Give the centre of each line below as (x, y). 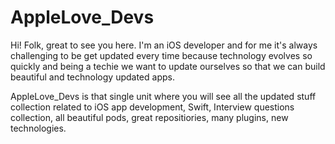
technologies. (38, 128)
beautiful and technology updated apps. (92, 77)
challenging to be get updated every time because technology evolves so (161, 55)
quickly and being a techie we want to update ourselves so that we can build (168, 66)
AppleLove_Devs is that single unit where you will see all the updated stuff (163, 96)
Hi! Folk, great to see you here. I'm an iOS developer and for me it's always (164, 45)
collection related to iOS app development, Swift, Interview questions (152, 107)
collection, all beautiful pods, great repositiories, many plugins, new (149, 117)
